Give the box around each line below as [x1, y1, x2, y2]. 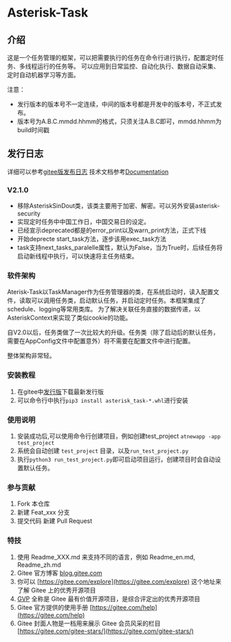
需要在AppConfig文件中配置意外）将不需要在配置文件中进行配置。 [7, 337, 195, 345]
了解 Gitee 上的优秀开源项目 [16, 586, 96, 594]
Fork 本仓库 [16, 499, 50, 508]
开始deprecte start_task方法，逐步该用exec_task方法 [16, 235, 167, 243]
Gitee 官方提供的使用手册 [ [16, 603, 93, 611]
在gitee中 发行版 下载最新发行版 [16, 387, 104, 395]
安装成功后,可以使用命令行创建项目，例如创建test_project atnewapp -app [16, 432, 221, 440]
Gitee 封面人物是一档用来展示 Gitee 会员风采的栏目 [16, 619, 161, 628]
